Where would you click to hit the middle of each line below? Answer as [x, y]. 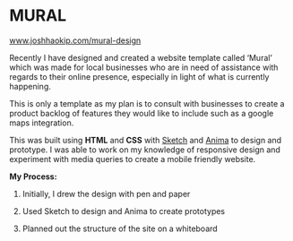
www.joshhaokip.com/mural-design [75, 40]
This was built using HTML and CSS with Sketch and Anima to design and [146, 140]
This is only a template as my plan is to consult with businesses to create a [147, 103]
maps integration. [42, 123]
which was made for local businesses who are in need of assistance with [144, 67]
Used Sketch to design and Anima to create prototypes [124, 211]
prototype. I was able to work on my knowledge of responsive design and [145, 150]
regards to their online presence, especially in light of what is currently [139, 76]
